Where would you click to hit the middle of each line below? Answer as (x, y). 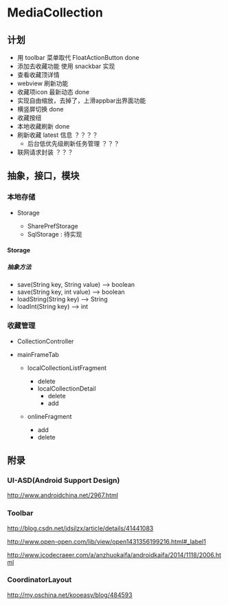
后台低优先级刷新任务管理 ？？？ (73, 143)
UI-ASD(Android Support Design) (64, 480)
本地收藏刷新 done (43, 126)
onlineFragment (49, 416)
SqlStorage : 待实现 (55, 234)
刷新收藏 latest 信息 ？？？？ (57, 135)
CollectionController (45, 341)
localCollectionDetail (67, 388)
